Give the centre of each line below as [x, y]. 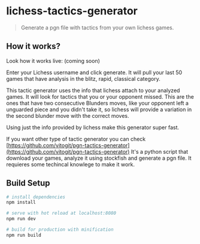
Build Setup [28, 183]
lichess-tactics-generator [72, 11]
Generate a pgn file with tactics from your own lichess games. [97, 28]
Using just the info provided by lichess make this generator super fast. [93, 127]
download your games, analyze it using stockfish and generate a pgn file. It [99, 158]
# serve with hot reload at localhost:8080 [61, 213]
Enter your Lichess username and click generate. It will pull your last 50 [94, 72]
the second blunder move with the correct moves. [68, 115]
